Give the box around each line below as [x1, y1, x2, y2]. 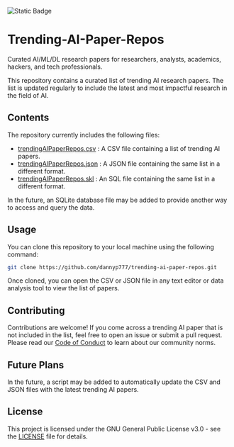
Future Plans [7, 358, 65, 371]
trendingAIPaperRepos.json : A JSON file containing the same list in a [17, 159, 221, 168]
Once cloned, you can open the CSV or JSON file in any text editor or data [7, 276, 224, 285]
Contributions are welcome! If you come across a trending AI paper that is [7, 323, 223, 332]
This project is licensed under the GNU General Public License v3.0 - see [7, 424, 221, 433]
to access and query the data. [7, 203, 95, 212]
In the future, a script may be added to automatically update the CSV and [7, 378, 221, 386]
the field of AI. [7, 91, 49, 99]
